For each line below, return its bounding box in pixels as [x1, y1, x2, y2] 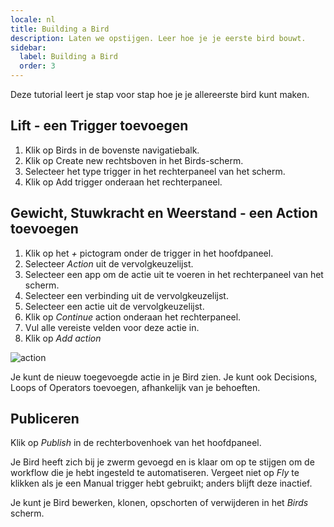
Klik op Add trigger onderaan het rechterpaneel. [24, 176, 223, 188]
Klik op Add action [24, 332, 102, 344]
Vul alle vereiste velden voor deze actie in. [24, 321, 200, 333]
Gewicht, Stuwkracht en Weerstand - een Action [10, 205, 318, 222]
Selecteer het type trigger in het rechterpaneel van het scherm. [24, 165, 286, 177]
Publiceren [10, 411, 80, 428]
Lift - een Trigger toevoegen [10, 117, 189, 135]
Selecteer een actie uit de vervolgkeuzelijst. [24, 300, 205, 312]
